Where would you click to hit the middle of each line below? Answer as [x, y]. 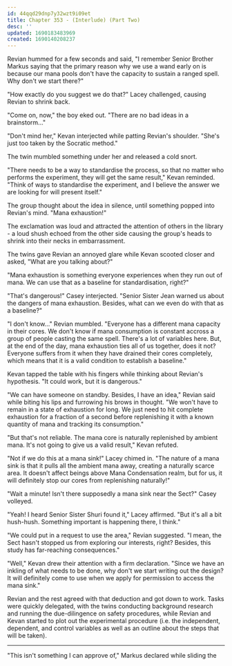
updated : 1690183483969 [41, 33]
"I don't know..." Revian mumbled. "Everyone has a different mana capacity [114, 324]
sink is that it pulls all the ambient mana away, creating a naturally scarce [111, 466]
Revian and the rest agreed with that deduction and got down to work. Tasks [116, 599]
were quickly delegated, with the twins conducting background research [110, 607]
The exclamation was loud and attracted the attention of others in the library [115, 226]
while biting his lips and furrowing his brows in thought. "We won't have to [113, 403]
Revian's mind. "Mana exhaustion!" [57, 213]
